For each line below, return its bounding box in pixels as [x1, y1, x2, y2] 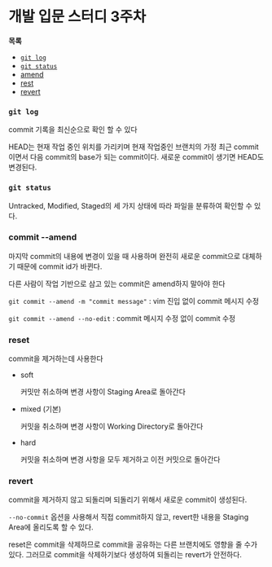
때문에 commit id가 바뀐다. [16, 262, 103, 271]
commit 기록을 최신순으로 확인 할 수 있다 [8, 125, 138, 134]
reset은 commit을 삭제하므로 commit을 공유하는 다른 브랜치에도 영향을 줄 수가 [8, 539, 258, 550]
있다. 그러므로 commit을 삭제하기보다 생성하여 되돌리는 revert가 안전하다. [8, 550, 243, 560]
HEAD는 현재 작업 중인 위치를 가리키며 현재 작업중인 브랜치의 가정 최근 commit [8, 142, 259, 152]
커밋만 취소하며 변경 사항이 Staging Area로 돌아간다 [20, 387, 186, 397]
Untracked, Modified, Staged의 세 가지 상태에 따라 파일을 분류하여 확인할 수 [8, 200, 252, 210]
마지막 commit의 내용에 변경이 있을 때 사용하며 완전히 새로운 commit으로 [8, 251, 241, 261]
